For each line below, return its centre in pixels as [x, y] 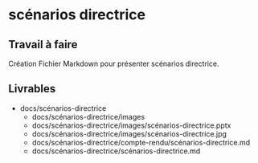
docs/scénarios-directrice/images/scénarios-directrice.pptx [131, 125]
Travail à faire [43, 45]
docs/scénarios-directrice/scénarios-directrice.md [116, 151]
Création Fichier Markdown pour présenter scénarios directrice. [114, 63]
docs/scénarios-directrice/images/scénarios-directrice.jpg [129, 133]
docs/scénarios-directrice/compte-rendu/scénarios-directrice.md [141, 142]
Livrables [32, 89]
